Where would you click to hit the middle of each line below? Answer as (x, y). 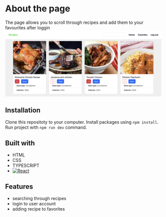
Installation (23, 110)
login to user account (34, 204)
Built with (20, 143)
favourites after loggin (28, 27)
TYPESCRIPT (26, 166)
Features (19, 186)
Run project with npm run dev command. (46, 128)
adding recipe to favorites (39, 209)
